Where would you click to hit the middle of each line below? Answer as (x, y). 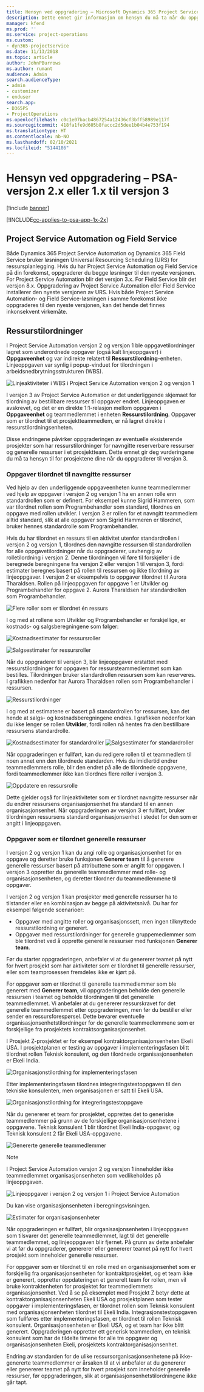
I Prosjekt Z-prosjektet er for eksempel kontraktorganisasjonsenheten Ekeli (100, 1041)
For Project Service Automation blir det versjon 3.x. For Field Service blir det (101, 279)
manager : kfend (25, 23)
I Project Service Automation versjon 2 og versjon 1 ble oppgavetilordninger (101, 345)
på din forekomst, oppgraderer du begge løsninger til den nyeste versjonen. (101, 273)
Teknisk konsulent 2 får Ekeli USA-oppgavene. (64, 1133)
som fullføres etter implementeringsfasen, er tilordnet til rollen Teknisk (94, 1318)
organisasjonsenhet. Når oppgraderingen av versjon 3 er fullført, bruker (96, 810)
